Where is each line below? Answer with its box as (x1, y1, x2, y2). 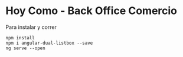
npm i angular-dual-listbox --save (5, 40, 93, 46)
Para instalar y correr (5, 24, 57, 31)
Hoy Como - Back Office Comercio (5, 4, 178, 18)
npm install (5, 35, 35, 41)
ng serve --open (5, 45, 45, 51)
